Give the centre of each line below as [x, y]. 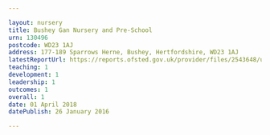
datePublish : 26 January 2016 [59, 112]
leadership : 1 [32, 82]
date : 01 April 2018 [43, 105]
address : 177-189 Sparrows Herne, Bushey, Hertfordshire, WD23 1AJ [124, 53]
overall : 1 [27, 97]
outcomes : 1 [28, 89]
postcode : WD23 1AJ [41, 45]
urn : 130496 [28, 38]
